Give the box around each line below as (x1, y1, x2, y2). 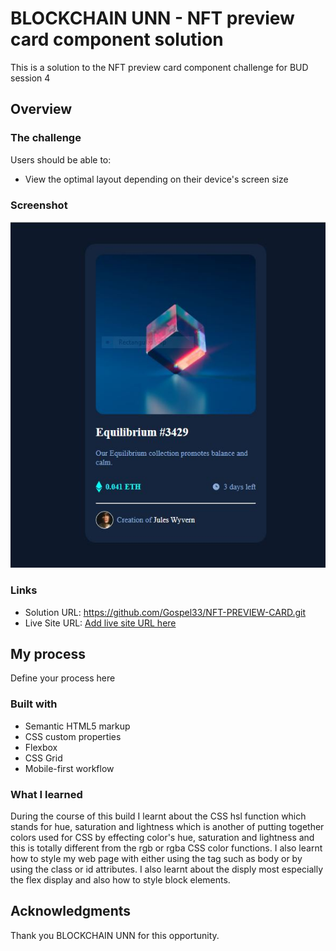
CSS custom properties (24, 730, 122, 742)
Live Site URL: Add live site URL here (24, 617, 177, 629)
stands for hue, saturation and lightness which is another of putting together (10, 820, 325, 832)
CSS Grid (24, 752, 63, 764)
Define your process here (10, 672, 116, 684)
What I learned (10, 787, 83, 801)
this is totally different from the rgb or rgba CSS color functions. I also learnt (10, 842, 323, 854)
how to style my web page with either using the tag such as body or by (10, 852, 303, 864)
